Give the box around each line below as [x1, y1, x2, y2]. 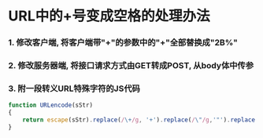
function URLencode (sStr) [8, 101, 93, 110]
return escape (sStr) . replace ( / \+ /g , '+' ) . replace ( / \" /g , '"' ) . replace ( [22, 116, 259, 124]
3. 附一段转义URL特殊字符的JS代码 [8, 83, 140, 94]
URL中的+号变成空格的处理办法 [8, 7, 210, 25]
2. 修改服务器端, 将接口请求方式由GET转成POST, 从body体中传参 [8, 60, 254, 71]
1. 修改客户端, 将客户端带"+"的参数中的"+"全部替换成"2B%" [8, 37, 239, 48]
